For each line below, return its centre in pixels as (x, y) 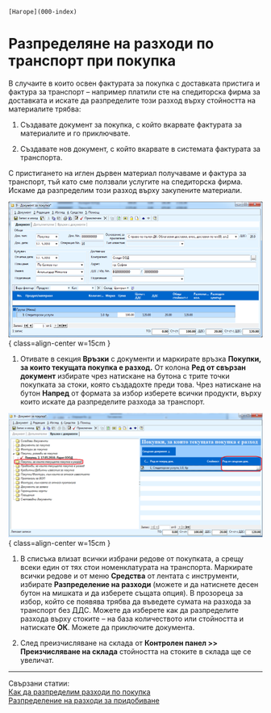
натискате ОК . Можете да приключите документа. (107, 627)
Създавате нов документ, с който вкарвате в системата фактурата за (140, 149)
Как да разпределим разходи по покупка (79, 692)
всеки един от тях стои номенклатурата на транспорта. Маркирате (136, 567)
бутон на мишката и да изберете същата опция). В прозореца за (131, 593)
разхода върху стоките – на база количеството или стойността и (132, 619)
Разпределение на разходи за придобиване (84, 700)
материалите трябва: (45, 109)
